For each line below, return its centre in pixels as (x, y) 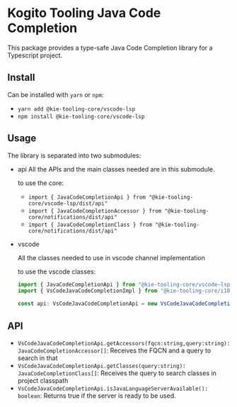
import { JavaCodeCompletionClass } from (90, 225)
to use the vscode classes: (57, 272)
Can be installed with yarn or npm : (56, 94)
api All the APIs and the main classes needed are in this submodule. (116, 169)
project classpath (43, 380)
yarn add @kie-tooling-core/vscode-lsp (76, 109)
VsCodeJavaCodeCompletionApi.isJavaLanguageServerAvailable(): (113, 389)
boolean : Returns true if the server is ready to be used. (97, 396)
